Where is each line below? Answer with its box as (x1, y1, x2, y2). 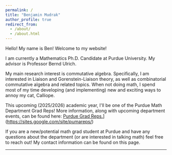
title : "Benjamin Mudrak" (5, 12, 60, 17)
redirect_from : (5, 21, 38, 27)
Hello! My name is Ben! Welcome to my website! (5, 46, 107, 51)
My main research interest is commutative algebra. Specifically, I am (5, 71, 149, 77)
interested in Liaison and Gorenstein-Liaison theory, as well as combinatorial (5, 76, 166, 82)
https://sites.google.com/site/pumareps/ (7, 119, 92, 124)
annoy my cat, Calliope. (5, 93, 55, 98)
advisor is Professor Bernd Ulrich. (5, 61, 77, 67)
